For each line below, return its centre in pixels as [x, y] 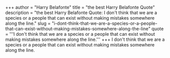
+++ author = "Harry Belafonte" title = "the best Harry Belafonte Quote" [80, 7]
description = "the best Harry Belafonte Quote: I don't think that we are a [81, 13]
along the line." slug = [28, 23]
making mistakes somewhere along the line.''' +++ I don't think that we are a [85, 39]
